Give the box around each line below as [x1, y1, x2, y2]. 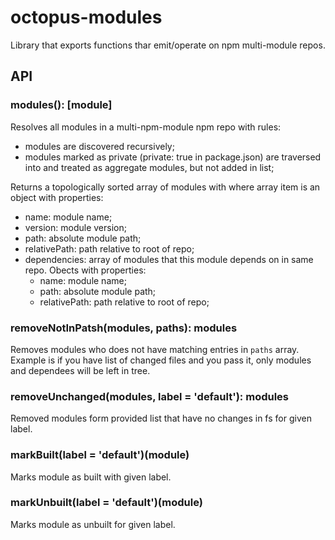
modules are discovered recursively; [24, 140, 175, 152]
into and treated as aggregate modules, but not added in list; [24, 161, 275, 173]
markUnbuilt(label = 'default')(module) [10, 496, 203, 510]
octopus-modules [10, 6, 163, 29]
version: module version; [24, 221, 127, 233]
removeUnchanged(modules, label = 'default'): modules [10, 389, 290, 403]
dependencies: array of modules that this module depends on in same [24, 253, 314, 265]
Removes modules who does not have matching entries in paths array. [10, 343, 300, 355]
